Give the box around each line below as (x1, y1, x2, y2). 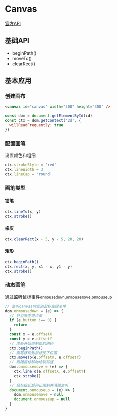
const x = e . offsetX (9, 332, 52, 337)
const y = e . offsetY (9, 336, 52, 341)
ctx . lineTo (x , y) (5, 209, 41, 214)
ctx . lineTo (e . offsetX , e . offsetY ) (14, 369, 86, 374)
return (14, 322, 28, 328)
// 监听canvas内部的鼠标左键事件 (5, 304, 66, 309)
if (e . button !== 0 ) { (9, 318, 57, 323)
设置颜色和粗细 (5, 152, 36, 158)
